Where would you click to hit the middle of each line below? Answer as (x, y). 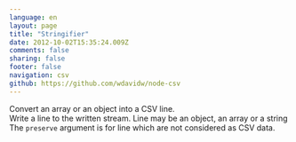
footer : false (36, 67)
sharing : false (37, 59)
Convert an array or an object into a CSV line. (92, 108)
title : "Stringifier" (49, 34)
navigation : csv (39, 75)
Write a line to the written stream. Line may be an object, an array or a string (148, 118)
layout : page (33, 26)
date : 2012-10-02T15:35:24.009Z (69, 42)
